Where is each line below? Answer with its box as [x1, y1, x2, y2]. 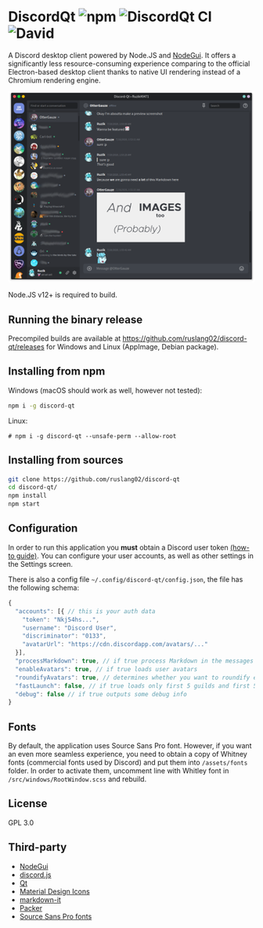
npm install [8, 491, 47, 500]
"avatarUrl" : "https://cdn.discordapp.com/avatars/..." [22, 641, 209, 649]
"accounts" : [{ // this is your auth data [15, 607, 156, 616]
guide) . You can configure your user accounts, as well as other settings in [16, 550, 254, 561]
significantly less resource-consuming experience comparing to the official [8, 59, 250, 68]
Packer [19, 903, 43, 912]
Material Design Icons [19, 886, 90, 896]
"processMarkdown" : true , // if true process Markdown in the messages [15, 657, 254, 665]
